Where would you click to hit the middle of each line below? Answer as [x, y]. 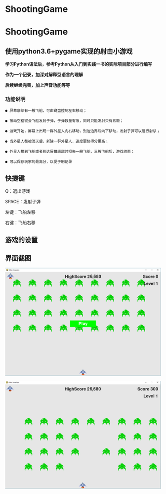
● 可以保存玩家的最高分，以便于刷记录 [39, 162]
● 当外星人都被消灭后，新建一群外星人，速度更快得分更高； [57, 141]
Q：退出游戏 [18, 191]
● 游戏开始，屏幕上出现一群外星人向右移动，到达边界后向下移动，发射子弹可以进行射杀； [83, 131]
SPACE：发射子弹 [23, 202]
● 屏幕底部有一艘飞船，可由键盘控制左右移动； [46, 111]
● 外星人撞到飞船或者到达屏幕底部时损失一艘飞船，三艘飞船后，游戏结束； [70, 152]
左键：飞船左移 [20, 212]
